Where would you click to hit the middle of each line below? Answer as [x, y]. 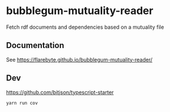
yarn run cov [22, 103]
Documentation [35, 45]
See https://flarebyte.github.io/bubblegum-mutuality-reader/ [79, 59]
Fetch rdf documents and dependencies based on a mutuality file [85, 27]
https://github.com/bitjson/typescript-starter [60, 92]
